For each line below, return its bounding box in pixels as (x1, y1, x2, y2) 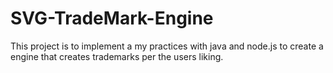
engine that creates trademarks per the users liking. (10, 50, 224, 62)
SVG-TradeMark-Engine (10, 7, 214, 30)
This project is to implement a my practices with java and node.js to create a (10, 40, 324, 52)
